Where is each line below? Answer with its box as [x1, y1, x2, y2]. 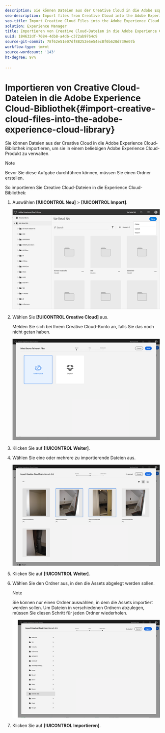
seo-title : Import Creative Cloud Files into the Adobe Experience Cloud [5, 18, 160, 23]
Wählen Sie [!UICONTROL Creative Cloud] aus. [12, 314, 109, 320]
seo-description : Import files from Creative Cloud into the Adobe [5, 13, 146, 18]
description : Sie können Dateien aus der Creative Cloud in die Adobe [5, 8, 153, 13]
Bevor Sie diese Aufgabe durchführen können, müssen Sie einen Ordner [5, 170, 151, 176]
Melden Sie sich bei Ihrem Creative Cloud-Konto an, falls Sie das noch [12, 324, 154, 330]
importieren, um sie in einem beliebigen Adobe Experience [26, 146, 145, 152]
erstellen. [5, 175, 24, 181]
